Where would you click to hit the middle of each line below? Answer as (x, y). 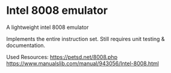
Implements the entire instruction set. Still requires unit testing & (85, 39)
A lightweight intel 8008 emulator (48, 27)
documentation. (26, 45)
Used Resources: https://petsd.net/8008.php (62, 57)
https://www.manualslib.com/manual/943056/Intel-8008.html (83, 63)
